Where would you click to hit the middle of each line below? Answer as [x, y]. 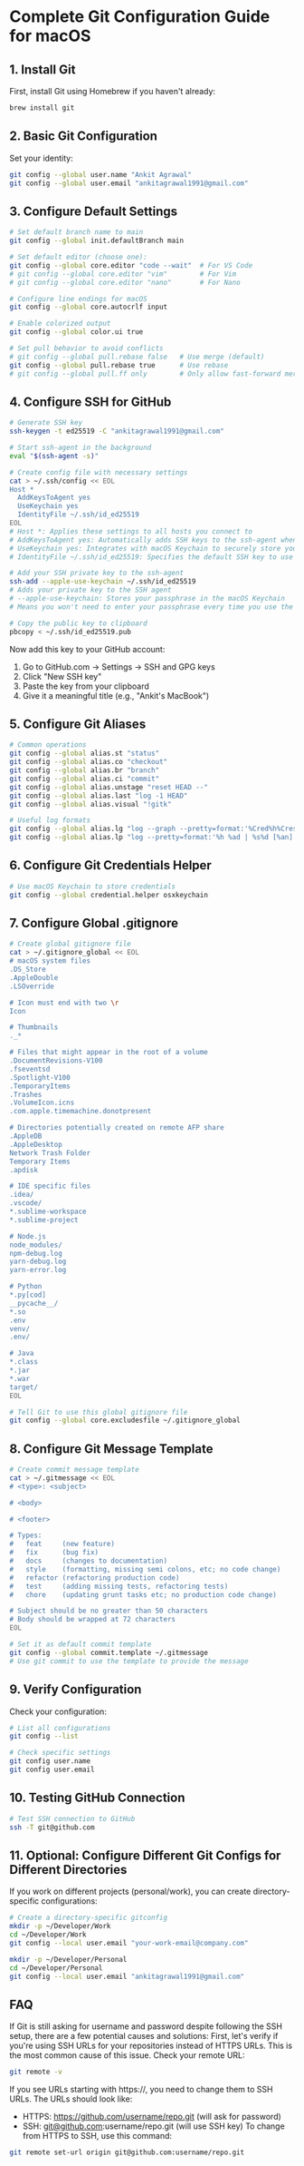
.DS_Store [28, 969]
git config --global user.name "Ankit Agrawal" [101, 174]
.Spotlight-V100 [40, 1077]
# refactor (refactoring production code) [95, 1578]
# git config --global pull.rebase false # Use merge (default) [137, 357]
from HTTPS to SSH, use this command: [97, 2136]
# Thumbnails [34, 1027]
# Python [26, 1287]
